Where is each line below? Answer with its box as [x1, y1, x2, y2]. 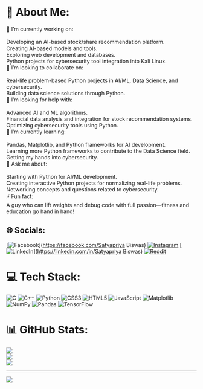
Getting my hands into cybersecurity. [6, 153, 98, 161]
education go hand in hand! [6, 208, 75, 215]
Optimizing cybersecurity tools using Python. [6, 121, 119, 129]
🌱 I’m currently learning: [6, 128, 66, 135]
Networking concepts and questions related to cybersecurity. [6, 185, 159, 193]
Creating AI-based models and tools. [6, 45, 98, 52]
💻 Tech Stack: [6, 270, 81, 283]
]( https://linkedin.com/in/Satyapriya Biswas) [33, 248, 143, 255]
